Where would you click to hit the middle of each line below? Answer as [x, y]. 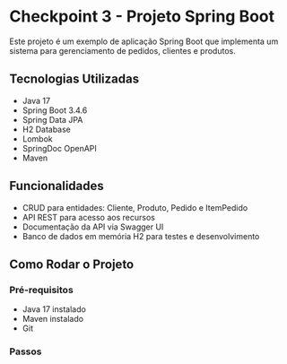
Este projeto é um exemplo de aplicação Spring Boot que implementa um [144, 41]
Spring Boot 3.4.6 [55, 110]
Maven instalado [52, 319]
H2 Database [47, 129]
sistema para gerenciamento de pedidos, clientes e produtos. [122, 50]
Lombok [38, 139]
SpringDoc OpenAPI [59, 148]
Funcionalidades [57, 186]
